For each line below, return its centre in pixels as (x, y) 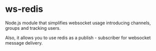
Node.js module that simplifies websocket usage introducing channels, (78, 23)
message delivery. (24, 43)
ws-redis (24, 9)
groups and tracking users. (33, 28)
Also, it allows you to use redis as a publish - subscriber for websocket (78, 38)
